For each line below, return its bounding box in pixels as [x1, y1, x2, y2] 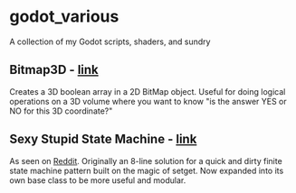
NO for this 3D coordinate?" [9, 106, 113, 116]
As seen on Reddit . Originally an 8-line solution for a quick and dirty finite [9, 155, 282, 166]
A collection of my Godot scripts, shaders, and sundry [9, 36, 211, 47]
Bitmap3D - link [9, 62, 100, 78]
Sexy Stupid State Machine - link [9, 132, 197, 147]
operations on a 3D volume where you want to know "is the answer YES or [9, 96, 287, 106]
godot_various [9, 6, 119, 27]
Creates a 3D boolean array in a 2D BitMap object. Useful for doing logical [9, 86, 286, 96]
